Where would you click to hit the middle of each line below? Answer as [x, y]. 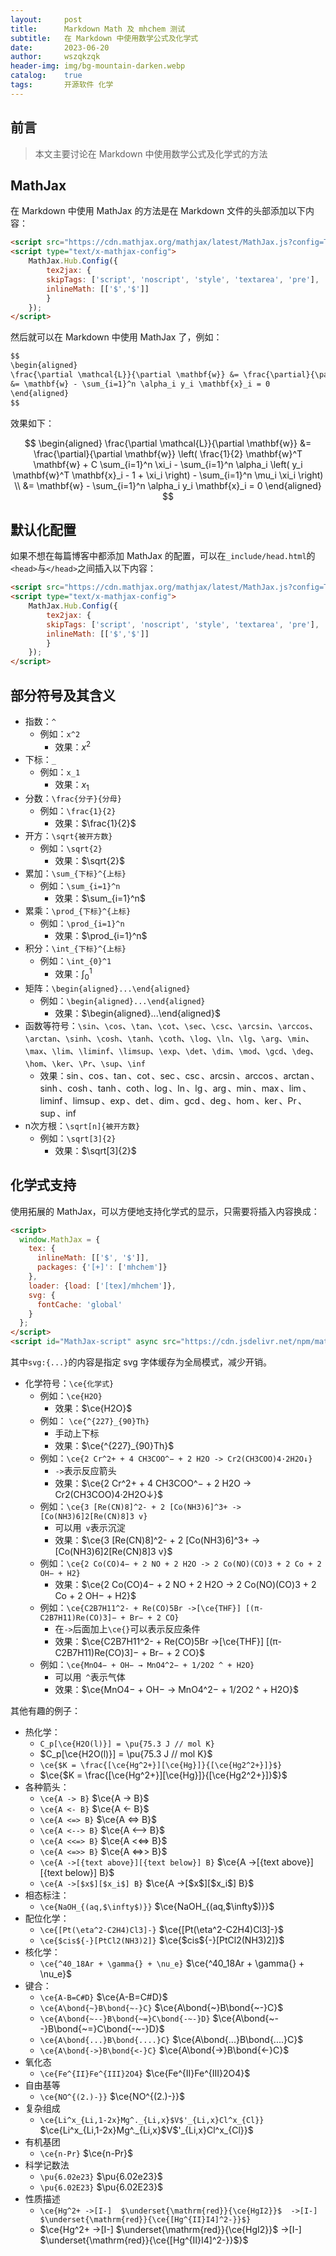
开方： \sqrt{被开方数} [68, 836]
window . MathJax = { [60, 1239]
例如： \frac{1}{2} [78, 811]
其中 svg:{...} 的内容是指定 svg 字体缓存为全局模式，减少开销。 [141, 1362]
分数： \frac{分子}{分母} [73, 798]
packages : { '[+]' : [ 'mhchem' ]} [102, 1267]
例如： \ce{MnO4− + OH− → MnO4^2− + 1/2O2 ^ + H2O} [147, 1665]
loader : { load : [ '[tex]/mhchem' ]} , [102, 1286]
